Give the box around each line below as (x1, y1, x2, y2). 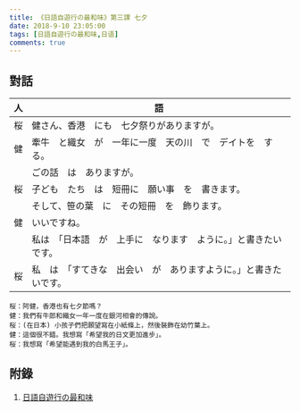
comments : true (9, 38, 66, 47)
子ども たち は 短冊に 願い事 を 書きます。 (31, 183, 246, 196)
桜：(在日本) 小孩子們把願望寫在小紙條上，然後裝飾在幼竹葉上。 (9, 321, 214, 331)
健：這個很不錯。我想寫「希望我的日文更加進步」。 (9, 331, 166, 340)
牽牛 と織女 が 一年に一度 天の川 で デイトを (31, 136, 256, 148)
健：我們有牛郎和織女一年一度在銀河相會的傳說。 (9, 312, 162, 321)
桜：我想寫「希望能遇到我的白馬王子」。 (9, 340, 132, 349)
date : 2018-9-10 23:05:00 (9, 21, 105, 30)
